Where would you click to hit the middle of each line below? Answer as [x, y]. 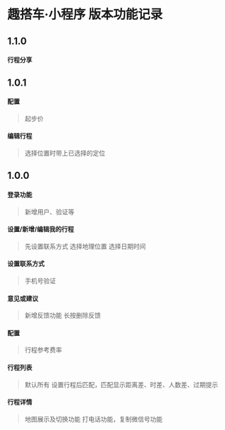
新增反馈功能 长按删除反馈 [62, 315]
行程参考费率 [43, 350]
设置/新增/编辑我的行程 [41, 229]
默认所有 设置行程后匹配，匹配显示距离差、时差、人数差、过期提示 [121, 384]
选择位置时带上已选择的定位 [65, 153]
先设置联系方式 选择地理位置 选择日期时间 [85, 246]
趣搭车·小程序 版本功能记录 [85, 14]
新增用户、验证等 [49, 211]
